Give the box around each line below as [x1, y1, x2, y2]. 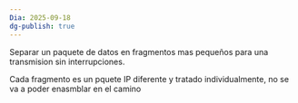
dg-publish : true [9, 22, 75, 31]
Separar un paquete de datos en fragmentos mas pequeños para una [9, 46, 269, 57]
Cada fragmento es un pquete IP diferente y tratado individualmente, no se [9, 73, 289, 84]
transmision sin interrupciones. [9, 56, 125, 67]
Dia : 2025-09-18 [9, 13, 71, 23]
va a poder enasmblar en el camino [9, 83, 142, 94]
